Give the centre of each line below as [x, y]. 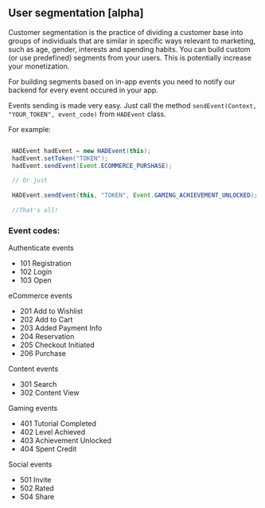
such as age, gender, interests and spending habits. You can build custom [129, 49]
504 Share [37, 496]
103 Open [35, 280]
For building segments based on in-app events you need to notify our [122, 81]
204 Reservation [47, 336]
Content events [33, 369]
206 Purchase [43, 353]
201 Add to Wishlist [51, 311]
